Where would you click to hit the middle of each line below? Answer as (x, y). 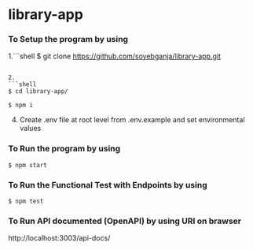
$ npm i (21, 105)
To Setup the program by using (68, 39)
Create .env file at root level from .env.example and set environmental (132, 120)
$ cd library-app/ (38, 91)
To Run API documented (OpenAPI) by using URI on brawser (125, 221)
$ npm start (27, 165)
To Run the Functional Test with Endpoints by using (108, 185)
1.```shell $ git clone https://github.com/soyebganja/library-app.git (115, 56)
